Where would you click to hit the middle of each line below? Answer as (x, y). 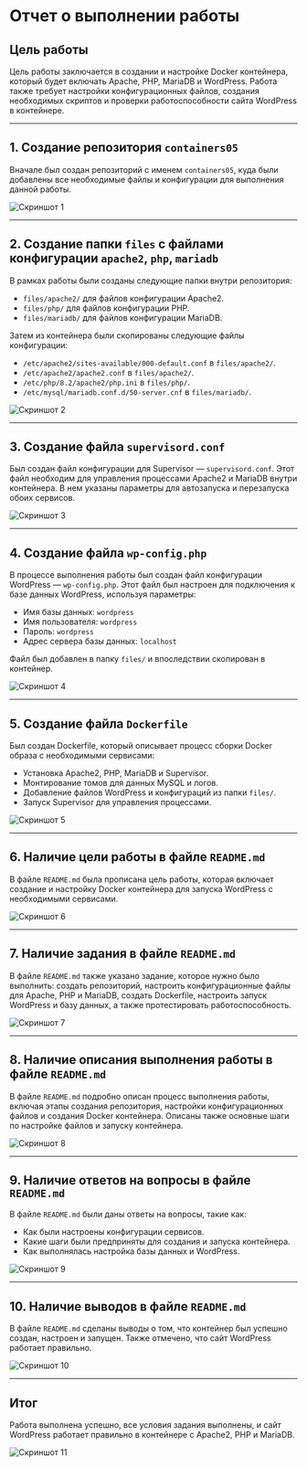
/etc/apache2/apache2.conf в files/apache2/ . (108, 372)
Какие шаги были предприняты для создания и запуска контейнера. (156, 1242)
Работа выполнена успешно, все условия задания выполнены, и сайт (145, 1424)
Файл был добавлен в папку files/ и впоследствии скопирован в (138, 659)
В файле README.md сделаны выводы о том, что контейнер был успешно (148, 1329)
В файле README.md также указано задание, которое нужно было (135, 975)
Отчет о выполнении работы (125, 16)
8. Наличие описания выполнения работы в (141, 1060)
